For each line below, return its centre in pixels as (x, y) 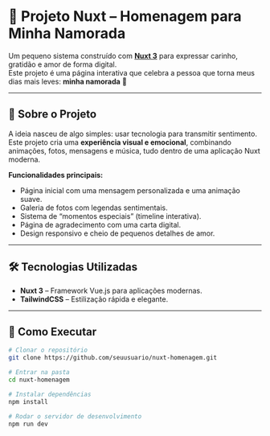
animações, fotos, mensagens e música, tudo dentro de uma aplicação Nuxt (135, 150)
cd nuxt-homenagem (39, 380)
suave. (31, 199)
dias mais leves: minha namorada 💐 (67, 81)
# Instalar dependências (50, 394)
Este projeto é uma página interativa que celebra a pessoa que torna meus (132, 72)
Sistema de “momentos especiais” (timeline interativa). (110, 216)
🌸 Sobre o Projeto (53, 115)
